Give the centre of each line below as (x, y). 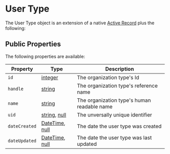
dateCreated (22, 126)
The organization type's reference (117, 86)
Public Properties (33, 44)
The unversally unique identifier (114, 114)
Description (120, 69)
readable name (95, 106)
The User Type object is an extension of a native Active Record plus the (80, 23)
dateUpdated (22, 141)
